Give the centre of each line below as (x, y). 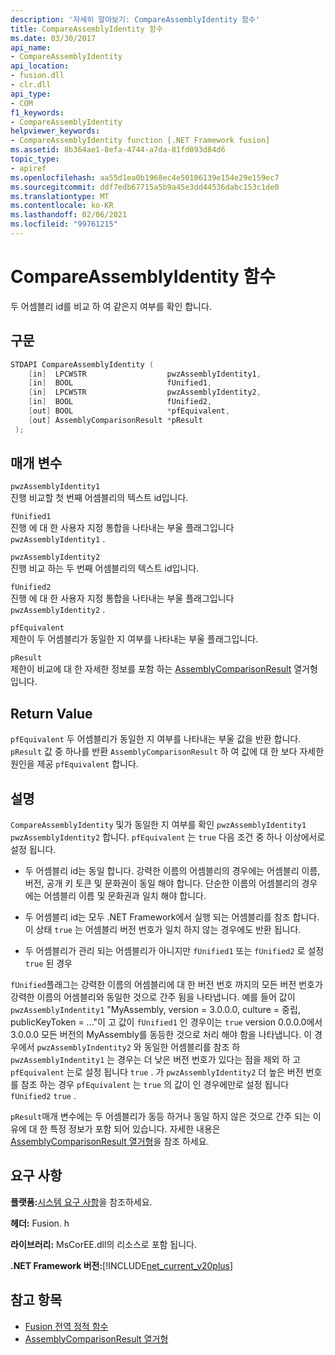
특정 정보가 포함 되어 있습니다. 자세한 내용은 (135, 1129)
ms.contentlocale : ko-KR (62, 206)
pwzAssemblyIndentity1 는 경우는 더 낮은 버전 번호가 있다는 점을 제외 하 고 (156, 1060)
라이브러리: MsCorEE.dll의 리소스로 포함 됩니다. (104, 1244)
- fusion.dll (37, 76)
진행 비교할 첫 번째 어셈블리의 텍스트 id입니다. (99, 498)
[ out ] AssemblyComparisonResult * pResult (115, 420)
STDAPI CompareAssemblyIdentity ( (82, 364)
